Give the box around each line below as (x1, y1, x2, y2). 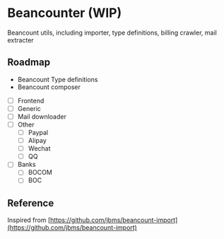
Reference (7, 197, 54, 209)
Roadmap (7, 57, 51, 69)
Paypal (28, 129, 49, 136)
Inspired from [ (7, 216, 51, 224)
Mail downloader (17, 112, 67, 121)
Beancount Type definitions (17, 75, 98, 83)
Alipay (28, 136, 47, 145)
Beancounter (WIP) (7, 5, 122, 21)
